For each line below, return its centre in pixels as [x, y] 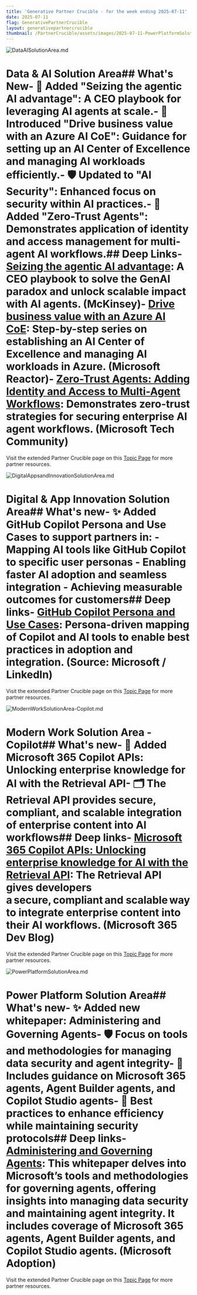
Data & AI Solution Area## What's [90, 74]
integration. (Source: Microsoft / [86, 662]
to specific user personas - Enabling [96, 562]
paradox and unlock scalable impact [96, 292]
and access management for [77, 242]
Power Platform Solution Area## [86, 996]
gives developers [49, 888]
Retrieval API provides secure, [81, 800]
